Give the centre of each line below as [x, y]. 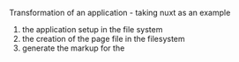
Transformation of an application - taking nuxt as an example [120, 13]
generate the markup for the [73, 48]
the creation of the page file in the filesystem [103, 39]
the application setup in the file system [92, 29]
